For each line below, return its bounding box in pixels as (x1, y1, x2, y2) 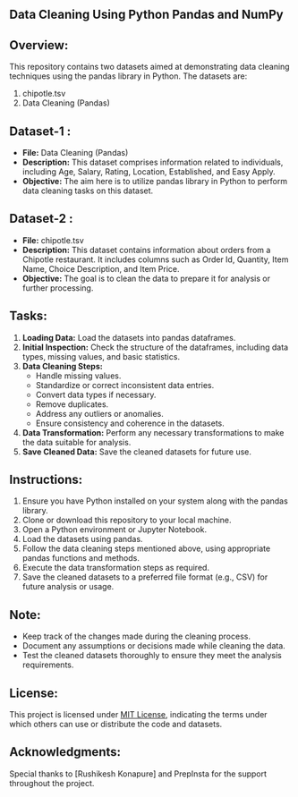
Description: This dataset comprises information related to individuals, (21, 157, 284, 168)
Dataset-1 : (9, 123, 72, 139)
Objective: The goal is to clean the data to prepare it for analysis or (21, 273, 271, 284)
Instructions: (9, 472, 83, 488)
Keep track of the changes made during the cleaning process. (21, 631, 251, 642)
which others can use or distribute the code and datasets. (9, 719, 223, 730)
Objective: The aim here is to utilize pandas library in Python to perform (21, 176, 288, 187)
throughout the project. (9, 777, 95, 788)
